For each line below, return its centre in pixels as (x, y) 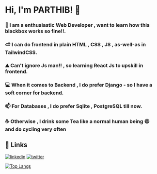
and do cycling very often (36, 129)
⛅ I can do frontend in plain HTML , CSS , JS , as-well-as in (76, 45)
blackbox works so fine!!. (36, 31)
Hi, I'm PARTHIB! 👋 (43, 10)
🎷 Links (16, 145)
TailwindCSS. (21, 52)
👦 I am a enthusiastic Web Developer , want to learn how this (78, 25)
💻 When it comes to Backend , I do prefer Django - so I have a (79, 85)
